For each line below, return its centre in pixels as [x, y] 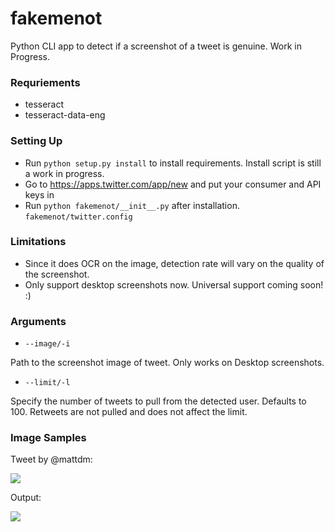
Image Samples [48, 438]
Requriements [45, 82]
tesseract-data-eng [65, 115]
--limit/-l [47, 383]
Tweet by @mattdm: [51, 459]
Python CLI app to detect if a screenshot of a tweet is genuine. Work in [156, 46]
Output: [26, 498]
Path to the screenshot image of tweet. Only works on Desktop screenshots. [167, 363]
